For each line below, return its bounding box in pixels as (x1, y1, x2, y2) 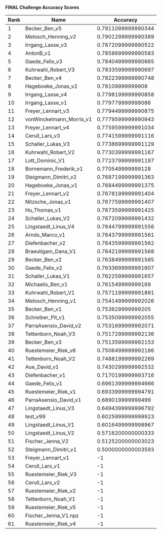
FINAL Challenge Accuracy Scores (5, 5, 79, 10)
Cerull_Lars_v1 (25, 462, 60, 469)
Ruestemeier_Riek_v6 (25, 347, 76, 354)
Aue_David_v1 (25, 363, 59, 370)
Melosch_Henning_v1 (25, 297, 76, 304)
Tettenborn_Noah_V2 (25, 355, 76, 362)
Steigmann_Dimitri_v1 (25, 446, 77, 453)
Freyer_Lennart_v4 (25, 124, 69, 131)
